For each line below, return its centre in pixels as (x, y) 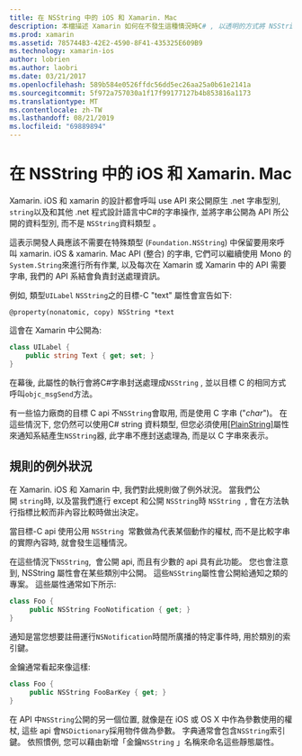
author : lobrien (40, 59)
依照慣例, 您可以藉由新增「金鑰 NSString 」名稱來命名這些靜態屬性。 (153, 742)
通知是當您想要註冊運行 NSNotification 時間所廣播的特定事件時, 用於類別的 (146, 637)
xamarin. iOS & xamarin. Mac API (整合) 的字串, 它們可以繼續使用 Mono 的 (155, 253)
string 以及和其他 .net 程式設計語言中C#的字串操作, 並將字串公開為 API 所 (145, 212)
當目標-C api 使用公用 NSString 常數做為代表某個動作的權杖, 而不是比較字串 (150, 532)
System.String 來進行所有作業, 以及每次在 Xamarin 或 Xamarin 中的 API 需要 (148, 264)
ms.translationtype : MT (54, 101)
